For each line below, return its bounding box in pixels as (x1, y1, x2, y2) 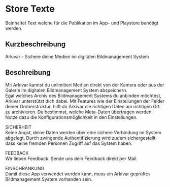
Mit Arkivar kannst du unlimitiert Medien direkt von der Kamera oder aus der (5, 82, 164, 88)
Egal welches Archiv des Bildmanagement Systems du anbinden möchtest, (5, 92, 161, 99)
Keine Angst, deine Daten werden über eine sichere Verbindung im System (5, 129, 161, 135)
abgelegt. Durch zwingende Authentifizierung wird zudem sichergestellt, (5, 135, 157, 141)
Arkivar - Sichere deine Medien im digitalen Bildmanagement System (5, 53, 149, 59)
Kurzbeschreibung (5, 40, 66, 49)
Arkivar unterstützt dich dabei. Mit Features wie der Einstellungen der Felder (5, 98, 165, 104)
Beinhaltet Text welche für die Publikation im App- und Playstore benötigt (5, 20, 159, 26)
